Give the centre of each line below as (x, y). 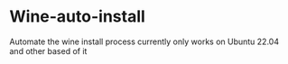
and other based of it (48, 50)
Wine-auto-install (78, 17)
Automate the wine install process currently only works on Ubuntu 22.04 (144, 41)
